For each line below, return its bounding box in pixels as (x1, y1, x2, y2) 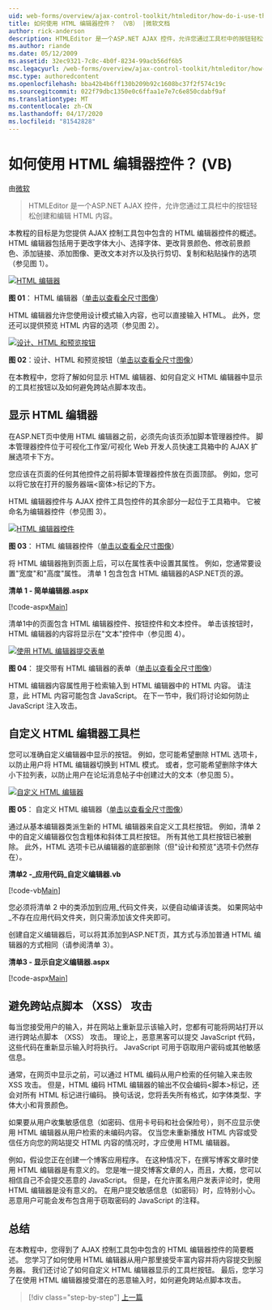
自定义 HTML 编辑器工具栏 (8, 727, 141, 741)
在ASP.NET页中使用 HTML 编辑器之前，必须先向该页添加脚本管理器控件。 (8, 431, 255, 441)
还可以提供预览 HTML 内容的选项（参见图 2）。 (8, 320, 164, 330)
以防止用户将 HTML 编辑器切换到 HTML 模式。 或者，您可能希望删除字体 (8, 760, 251, 769)
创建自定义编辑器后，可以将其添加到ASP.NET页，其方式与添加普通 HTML (8, 930, 253, 940)
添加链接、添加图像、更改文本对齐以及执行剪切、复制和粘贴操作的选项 (22, 248, 257, 258)
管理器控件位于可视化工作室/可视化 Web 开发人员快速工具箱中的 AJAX (15, 442, 249, 451)
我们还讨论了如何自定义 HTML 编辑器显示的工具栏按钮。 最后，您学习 (31, 1265, 264, 1275)
